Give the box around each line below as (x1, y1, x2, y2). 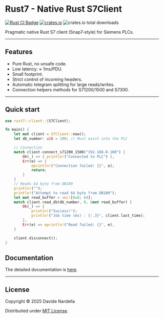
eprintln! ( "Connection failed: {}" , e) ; (31, 163, 115, 168)
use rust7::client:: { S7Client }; (5, 118, 71, 123)
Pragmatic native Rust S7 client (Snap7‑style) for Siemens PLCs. (5, 29, 134, 35)
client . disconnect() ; (14, 235, 58, 240)
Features (5, 48, 33, 56)
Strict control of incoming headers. (12, 76, 82, 82)
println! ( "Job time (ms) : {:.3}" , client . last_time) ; (31, 213, 145, 218)
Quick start (5, 106, 40, 114)
